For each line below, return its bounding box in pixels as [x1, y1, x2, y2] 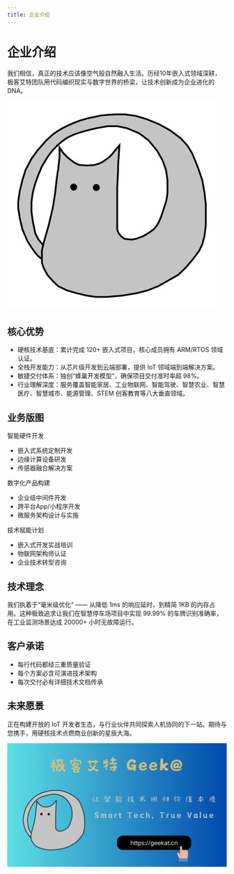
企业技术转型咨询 [17, 558, 67, 567]
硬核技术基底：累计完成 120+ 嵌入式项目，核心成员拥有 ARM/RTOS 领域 [17, 346, 224, 354]
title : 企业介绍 [7, 11, 50, 18]
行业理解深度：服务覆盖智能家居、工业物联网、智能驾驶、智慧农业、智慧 [17, 381, 225, 389]
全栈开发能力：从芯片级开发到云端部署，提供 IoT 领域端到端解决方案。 [17, 363, 219, 372]
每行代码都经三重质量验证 [17, 660, 91, 669]
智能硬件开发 [7, 432, 44, 440]
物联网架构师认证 [17, 549, 67, 558]
